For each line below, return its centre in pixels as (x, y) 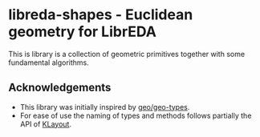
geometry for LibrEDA (82, 32)
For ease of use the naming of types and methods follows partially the (136, 115)
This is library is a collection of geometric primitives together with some (127, 54)
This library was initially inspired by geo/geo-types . (105, 107)
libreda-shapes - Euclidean (101, 15)
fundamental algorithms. (49, 62)
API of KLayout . (46, 124)
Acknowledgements (60, 88)
